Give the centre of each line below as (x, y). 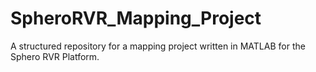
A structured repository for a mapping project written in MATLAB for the (158, 46)
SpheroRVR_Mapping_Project (136, 18)
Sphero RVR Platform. (55, 56)
